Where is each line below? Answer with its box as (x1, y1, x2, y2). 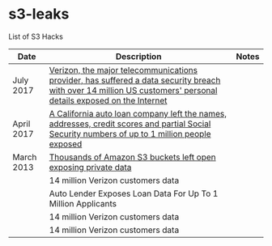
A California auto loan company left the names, (49, 108, 227, 119)
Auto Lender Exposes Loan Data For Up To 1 (49, 188, 219, 199)
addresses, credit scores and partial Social (49, 118, 211, 129)
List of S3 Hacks (8, 32, 63, 41)
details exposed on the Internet (49, 95, 168, 106)
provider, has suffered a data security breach (49, 74, 221, 86)
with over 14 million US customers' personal (49, 84, 218, 95)
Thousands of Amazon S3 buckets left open (49, 151, 216, 163)
